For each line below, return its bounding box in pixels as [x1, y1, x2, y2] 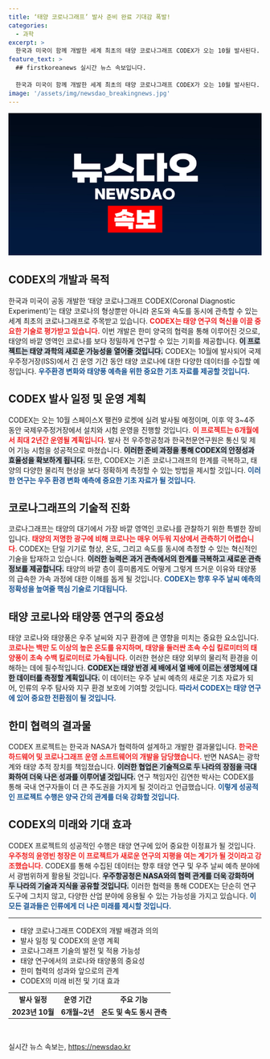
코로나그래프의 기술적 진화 [8, 501, 130, 515]
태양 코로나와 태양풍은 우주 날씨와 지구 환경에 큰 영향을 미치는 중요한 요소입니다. [8, 633, 260, 642]
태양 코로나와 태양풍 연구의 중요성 [8, 610, 165, 623]
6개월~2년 [60, 1007, 95, 1016]
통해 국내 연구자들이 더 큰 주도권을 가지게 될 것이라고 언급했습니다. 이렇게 [8, 782, 238, 792]
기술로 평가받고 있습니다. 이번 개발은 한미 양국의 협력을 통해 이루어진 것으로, [22, 326, 260, 335]
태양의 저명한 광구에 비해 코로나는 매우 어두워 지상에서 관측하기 [31, 534, 227, 544]
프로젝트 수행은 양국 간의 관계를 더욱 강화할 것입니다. [16, 792, 180, 802]
